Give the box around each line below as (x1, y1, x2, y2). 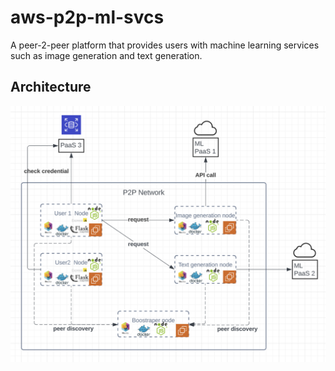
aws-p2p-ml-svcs (10, 6, 165, 29)
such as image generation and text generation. (10, 49, 203, 61)
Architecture (10, 79, 92, 96)
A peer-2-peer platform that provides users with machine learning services (10, 39, 320, 51)
